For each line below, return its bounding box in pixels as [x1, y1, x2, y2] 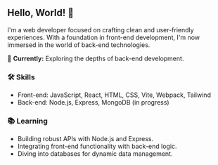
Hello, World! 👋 [7, 7, 75, 19]
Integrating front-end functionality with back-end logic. [17, 142, 177, 151]
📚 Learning [7, 117, 48, 126]
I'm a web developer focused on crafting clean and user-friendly [7, 25, 195, 34]
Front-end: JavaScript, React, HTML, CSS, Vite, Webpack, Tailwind [17, 91, 211, 99]
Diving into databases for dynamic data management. [17, 150, 173, 158]
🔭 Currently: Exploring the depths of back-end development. [7, 54, 184, 62]
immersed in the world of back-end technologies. [7, 40, 150, 49]
